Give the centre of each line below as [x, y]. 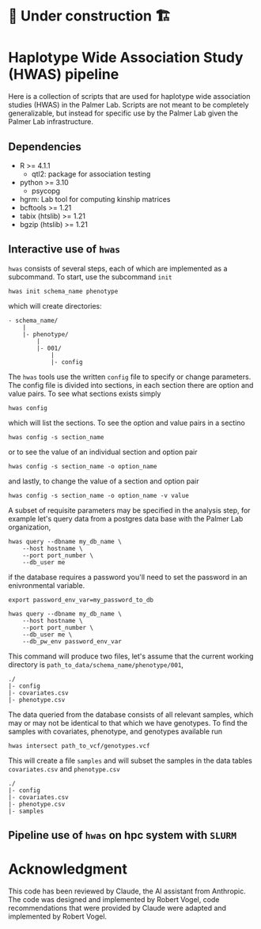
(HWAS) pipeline [64, 75]
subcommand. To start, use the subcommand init [90, 277]
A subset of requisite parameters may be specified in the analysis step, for [129, 510]
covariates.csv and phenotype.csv [64, 768]
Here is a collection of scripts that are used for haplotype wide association [129, 97]
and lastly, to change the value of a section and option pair [104, 481]
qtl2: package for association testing [91, 174]
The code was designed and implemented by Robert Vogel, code [114, 900]
